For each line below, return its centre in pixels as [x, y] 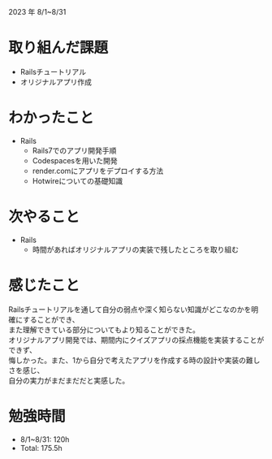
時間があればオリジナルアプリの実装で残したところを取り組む [136, 249]
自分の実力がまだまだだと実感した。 [69, 380]
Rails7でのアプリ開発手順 [74, 150]
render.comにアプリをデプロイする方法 [98, 171]
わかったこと [52, 118]
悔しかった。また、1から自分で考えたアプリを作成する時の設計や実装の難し [134, 360]
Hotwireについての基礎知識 [78, 180]
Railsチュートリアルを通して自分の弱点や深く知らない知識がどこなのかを [130, 309]
